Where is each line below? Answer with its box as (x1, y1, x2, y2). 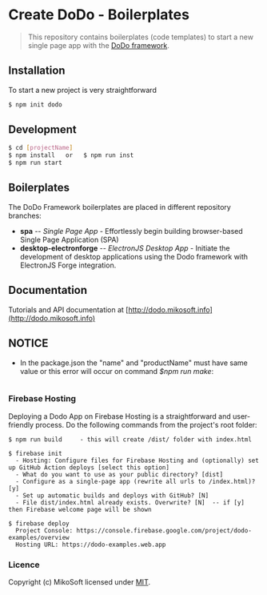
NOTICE (8, 336, 49, 350)
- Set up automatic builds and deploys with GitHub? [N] (15, 491, 209, 500)
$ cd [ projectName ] (8, 144, 74, 152)
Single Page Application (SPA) (19, 235, 119, 244)
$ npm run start (8, 159, 62, 167)
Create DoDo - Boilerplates (8, 6, 190, 24)
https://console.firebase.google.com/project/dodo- (76, 526, 252, 534)
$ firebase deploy (8, 519, 70, 528)
